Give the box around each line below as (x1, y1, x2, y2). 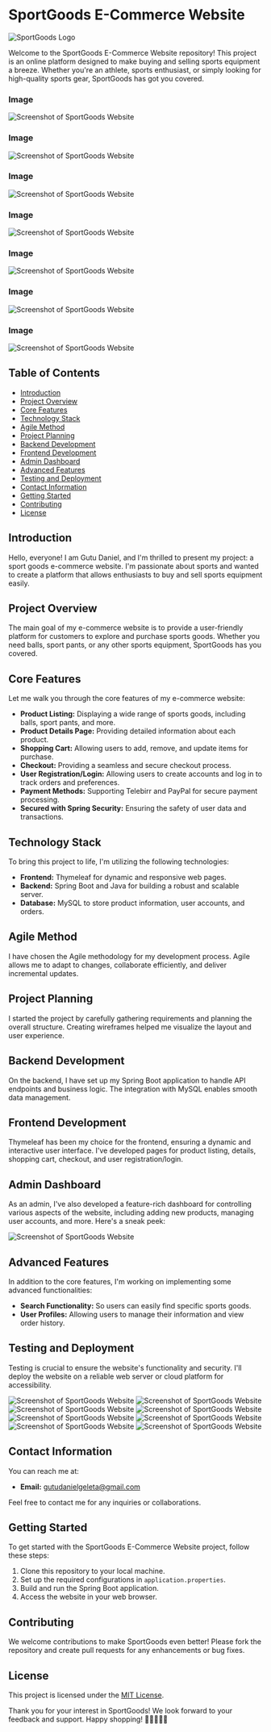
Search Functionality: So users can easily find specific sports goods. (19, 1300, 252, 1310)
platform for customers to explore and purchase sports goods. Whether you (8, 632, 261, 641)
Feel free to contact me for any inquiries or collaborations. (8, 1497, 202, 1507)
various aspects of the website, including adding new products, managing (8, 1208, 254, 1217)
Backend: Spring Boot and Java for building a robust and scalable (19, 881, 240, 891)
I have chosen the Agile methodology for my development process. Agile (8, 951, 250, 961)
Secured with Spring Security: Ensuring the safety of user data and (19, 803, 247, 813)
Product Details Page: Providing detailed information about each (19, 726, 236, 736)
